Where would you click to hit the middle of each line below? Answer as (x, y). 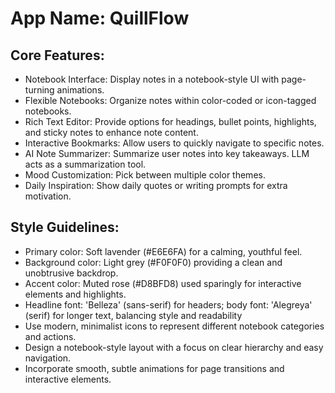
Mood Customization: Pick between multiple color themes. (145, 175)
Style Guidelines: (65, 227)
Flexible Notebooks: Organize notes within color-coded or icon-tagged (170, 100)
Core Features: (57, 55)
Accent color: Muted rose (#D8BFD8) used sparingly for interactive (163, 283)
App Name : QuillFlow (100, 18)
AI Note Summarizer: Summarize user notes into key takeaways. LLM (167, 153)
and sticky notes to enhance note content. (111, 132)
